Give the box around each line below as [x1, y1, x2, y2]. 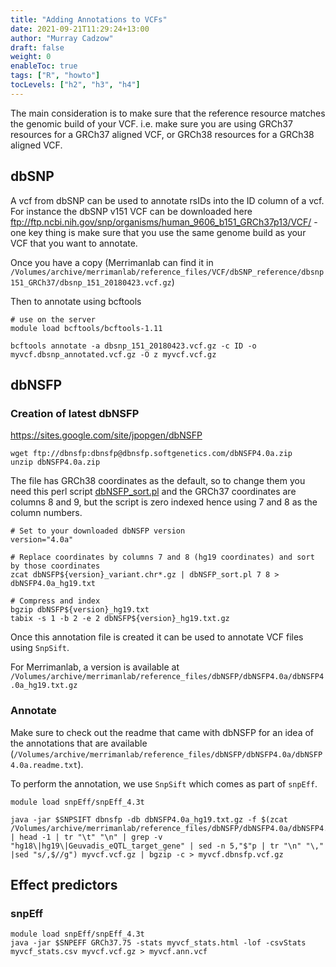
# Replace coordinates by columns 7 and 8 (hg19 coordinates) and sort [10, 552, 315, 563]
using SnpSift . [10, 642, 70, 654]
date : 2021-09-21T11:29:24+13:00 [10, 24, 150, 34]
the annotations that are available [10, 737, 148, 749]
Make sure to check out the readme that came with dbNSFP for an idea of [10, 726, 315, 738]
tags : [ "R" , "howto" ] [10, 71, 101, 81]
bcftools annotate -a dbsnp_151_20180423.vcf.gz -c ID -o [10, 341, 257, 351]
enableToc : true [10, 61, 78, 71]
